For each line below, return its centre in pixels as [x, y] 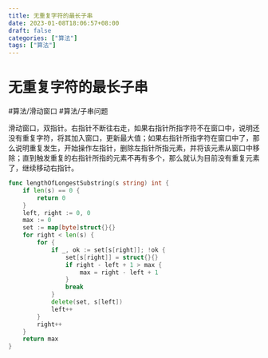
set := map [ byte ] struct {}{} [69, 228]
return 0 [51, 198]
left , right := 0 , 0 [57, 213]
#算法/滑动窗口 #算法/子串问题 [58, 111]
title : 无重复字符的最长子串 [51, 16]
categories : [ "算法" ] [43, 38]
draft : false [30, 30]
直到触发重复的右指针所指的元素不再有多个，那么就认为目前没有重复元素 [141, 158]
